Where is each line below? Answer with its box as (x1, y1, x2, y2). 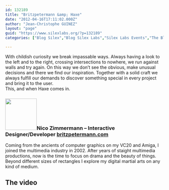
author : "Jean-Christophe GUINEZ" (5, 21, 78, 27)
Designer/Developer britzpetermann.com (5, 131, 109, 138)
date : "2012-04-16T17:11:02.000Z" (5, 17, 78, 22)
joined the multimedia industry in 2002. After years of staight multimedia (5, 148, 155, 154)
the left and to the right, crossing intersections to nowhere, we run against (5, 59, 159, 65)
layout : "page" (5, 26, 37, 31)
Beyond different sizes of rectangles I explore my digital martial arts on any (5, 158, 160, 164)
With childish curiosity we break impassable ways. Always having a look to (5, 53, 160, 59)
